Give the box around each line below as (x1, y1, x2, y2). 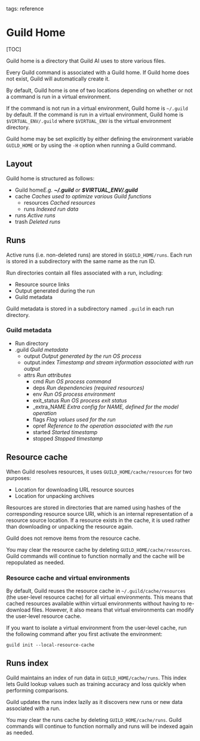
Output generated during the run (14, 287, 96, 294)
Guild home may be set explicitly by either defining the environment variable (6, 135, 194, 142)
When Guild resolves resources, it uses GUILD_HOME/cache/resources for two (6, 468, 192, 475)
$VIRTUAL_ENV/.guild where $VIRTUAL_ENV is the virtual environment (6, 117, 171, 124)
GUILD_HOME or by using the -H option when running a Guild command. (6, 142, 177, 149)
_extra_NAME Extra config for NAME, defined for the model (32, 403, 179, 410)
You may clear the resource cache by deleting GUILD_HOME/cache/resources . (6, 546, 192, 553)
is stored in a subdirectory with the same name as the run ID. (6, 257, 156, 265)
